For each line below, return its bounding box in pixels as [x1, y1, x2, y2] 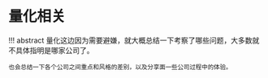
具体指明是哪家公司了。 [15, 45, 94, 55]
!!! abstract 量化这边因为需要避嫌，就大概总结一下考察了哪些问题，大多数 [8, 35, 253, 45]
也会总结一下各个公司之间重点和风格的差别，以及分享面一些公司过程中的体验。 [8, 63, 232, 71]
